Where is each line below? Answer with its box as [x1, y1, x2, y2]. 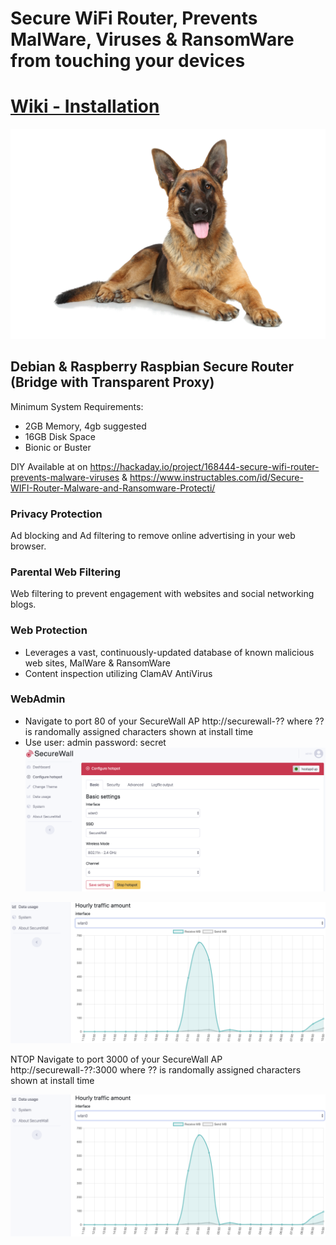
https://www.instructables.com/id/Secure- [129, 471, 304, 483]
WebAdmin [10, 692, 66, 706]
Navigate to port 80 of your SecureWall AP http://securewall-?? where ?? [24, 715, 325, 727]
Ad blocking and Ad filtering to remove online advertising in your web [10, 529, 296, 541]
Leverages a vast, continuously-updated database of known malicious [24, 646, 315, 658]
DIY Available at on [10, 460, 88, 472]
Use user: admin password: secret [24, 736, 167, 748]
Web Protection [10, 623, 88, 637]
